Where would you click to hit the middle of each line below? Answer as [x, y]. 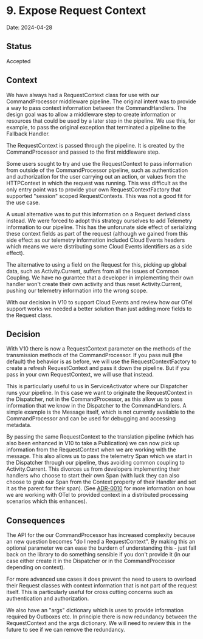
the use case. [23, 202]
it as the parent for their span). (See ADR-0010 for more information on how [101, 488]
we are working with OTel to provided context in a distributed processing [97, 495]
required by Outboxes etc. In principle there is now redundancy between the [102, 617]
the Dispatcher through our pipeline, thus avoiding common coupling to [96, 463]
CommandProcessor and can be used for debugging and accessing [91, 419]
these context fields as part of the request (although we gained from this [97, 233]
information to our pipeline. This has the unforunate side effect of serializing [101, 227]
